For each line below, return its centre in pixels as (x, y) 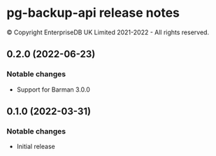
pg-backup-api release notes (93, 13)
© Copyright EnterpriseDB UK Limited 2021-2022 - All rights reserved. (108, 32)
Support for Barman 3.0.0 (53, 90)
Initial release (36, 147)
